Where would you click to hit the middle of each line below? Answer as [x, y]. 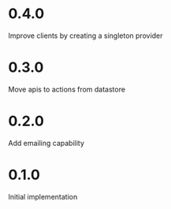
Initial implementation [43, 196]
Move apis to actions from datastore [67, 89]
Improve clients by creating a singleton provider [85, 35]
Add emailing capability [46, 143]
